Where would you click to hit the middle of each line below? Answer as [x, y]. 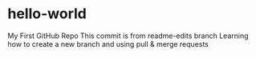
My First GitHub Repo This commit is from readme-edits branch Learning [128, 36]
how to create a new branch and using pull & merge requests [108, 44]
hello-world [47, 14]
